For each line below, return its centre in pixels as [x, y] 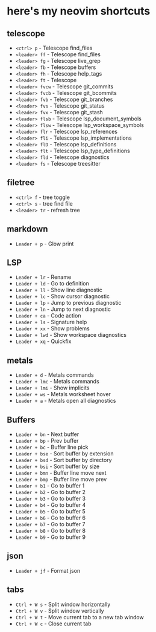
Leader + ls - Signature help [51, 322]
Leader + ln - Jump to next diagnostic [63, 309]
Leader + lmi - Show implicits [52, 388]
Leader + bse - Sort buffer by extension [64, 454]
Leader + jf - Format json [48, 570]
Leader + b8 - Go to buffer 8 [51, 531]
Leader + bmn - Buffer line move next [61, 473]
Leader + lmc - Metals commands [58, 382]
